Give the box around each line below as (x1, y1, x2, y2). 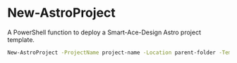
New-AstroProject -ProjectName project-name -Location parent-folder (7, 49, 217, 56)
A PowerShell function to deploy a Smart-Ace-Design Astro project (7, 28, 201, 36)
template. (7, 35, 35, 43)
